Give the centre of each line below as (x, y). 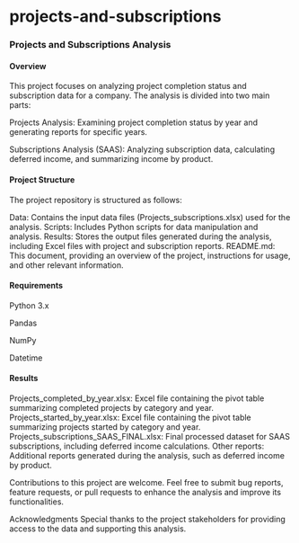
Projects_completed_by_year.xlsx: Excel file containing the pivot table (137, 398)
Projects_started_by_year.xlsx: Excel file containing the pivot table (130, 417)
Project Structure (42, 179)
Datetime (26, 358)
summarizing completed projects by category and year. (111, 407)
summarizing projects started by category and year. (105, 427)
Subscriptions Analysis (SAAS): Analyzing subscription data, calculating (142, 149)
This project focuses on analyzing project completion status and (128, 86)
